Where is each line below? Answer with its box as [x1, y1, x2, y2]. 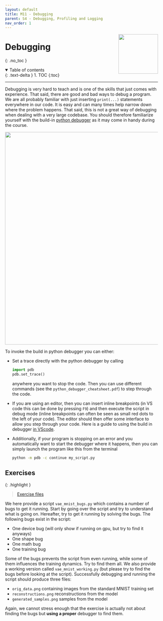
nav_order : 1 [5, 20, 32, 26]
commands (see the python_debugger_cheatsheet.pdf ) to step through [12, 386, 152, 392]
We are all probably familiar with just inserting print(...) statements [5, 97, 143, 103]
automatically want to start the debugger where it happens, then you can [12, 441, 158, 447]
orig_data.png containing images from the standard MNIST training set [12, 586, 154, 591]
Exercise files [16, 491, 44, 497]
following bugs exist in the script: [5, 516, 71, 522]
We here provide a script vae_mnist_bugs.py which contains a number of [5, 500, 149, 506]
